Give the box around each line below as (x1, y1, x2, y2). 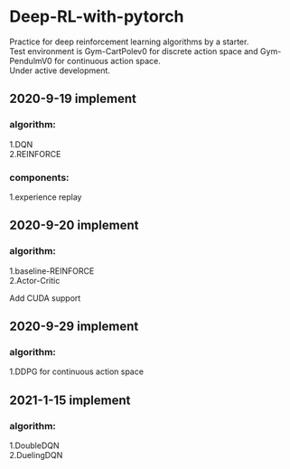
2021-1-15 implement (9, 392, 131, 408)
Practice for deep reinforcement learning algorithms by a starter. (9, 36, 249, 47)
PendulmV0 (9, 55, 52, 66)
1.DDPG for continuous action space (9, 366, 145, 377)
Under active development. (9, 65, 111, 76)
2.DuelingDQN (9, 449, 63, 460)
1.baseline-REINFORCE (9, 265, 95, 277)
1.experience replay (9, 192, 82, 202)
